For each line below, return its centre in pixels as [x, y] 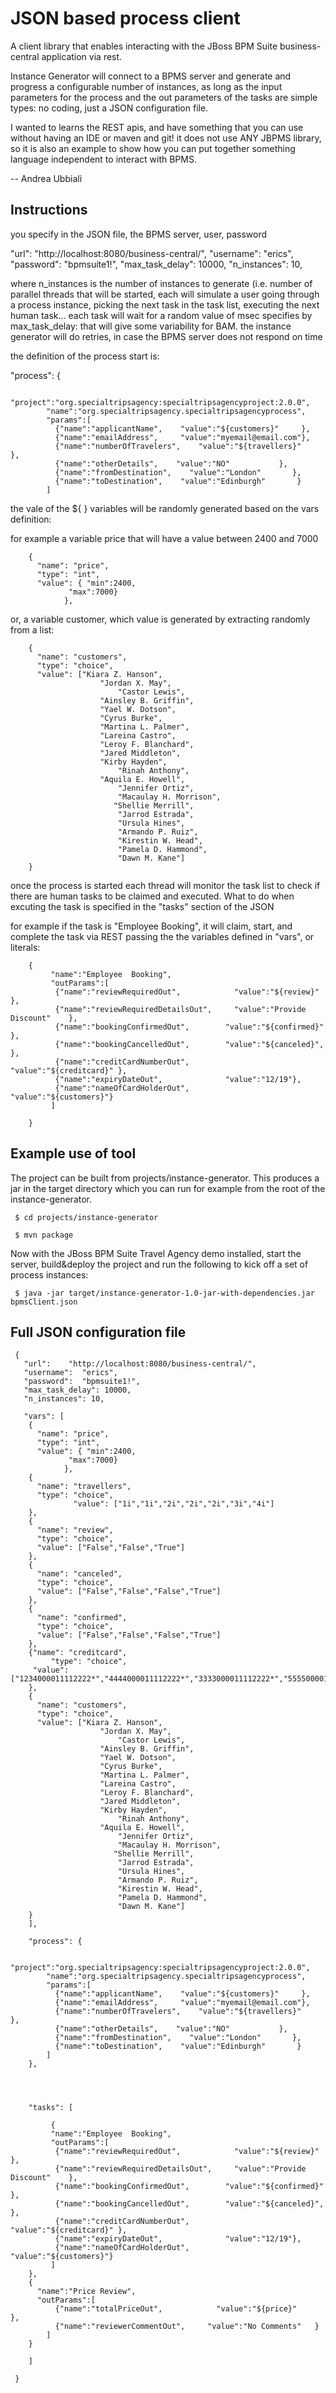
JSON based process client [125, 18]
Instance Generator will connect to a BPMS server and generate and [151, 76]
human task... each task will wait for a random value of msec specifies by [161, 315]
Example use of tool [73, 1153]
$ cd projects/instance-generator [86, 1217]
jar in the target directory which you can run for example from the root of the [168, 1188]
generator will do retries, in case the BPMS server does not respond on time [166, 336]
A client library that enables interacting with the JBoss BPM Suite [144, 46]
